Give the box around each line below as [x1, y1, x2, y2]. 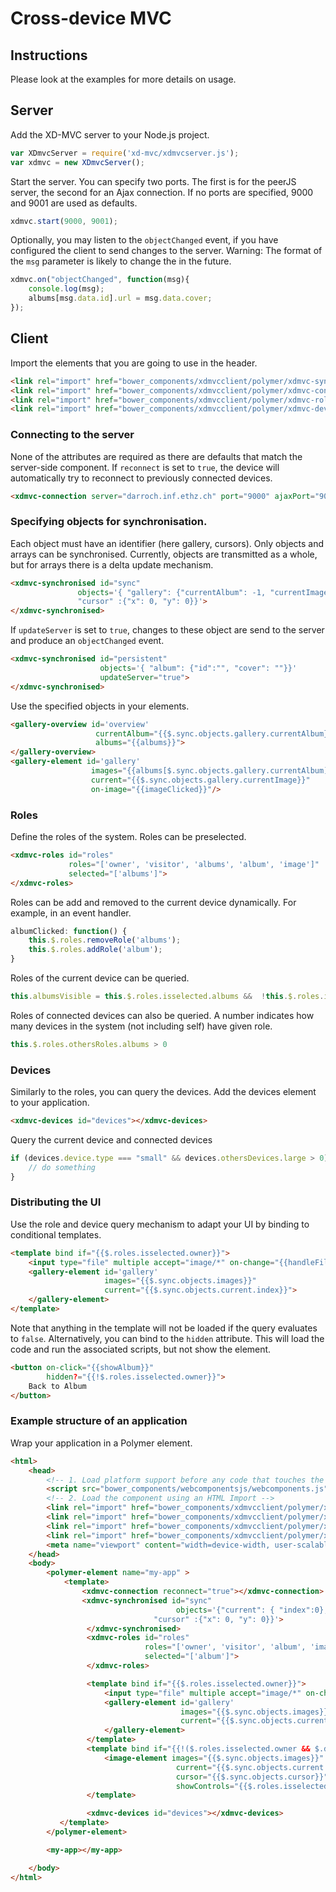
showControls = [175, 1781, 235, 1791]
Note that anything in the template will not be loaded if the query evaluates [10, 1322, 318, 1334]
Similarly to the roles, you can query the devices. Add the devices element [10, 1086, 317, 1098]
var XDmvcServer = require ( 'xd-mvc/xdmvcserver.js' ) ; [10, 148, 240, 158]
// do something [28, 1162, 97, 1172]
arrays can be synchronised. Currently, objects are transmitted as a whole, [10, 548, 318, 560]
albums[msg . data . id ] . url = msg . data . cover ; [28, 293, 213, 304]
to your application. [10, 1097, 90, 1109]
